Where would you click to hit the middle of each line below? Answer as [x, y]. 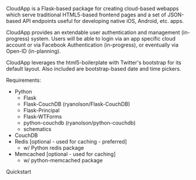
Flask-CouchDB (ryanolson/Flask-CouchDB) [77, 104]
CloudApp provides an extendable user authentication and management [93, 32]
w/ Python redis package [53, 148]
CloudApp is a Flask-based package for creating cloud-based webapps [92, 9]
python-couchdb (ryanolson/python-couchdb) [80, 123]
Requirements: [23, 80]
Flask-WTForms [43, 116]
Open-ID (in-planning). [33, 51]
